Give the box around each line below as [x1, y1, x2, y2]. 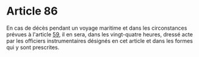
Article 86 [6, 4, 58, 18]
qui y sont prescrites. [6, 44, 60, 51]
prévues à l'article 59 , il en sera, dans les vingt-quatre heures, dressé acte [6, 30, 194, 38]
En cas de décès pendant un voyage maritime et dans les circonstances [6, 24, 187, 32]
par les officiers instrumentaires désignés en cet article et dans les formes [6, 37, 194, 44]
